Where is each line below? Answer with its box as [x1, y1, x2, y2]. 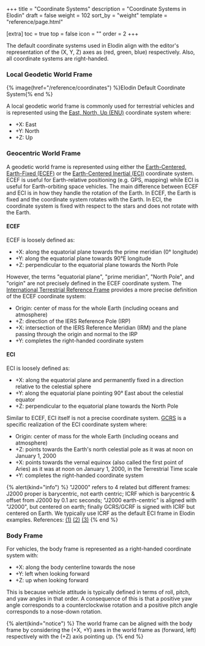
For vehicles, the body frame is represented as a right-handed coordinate [6, 545, 192, 553]
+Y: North [15, 127, 40, 135]
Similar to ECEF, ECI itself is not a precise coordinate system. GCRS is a [6, 415, 187, 421]
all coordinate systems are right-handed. [6, 55, 109, 62]
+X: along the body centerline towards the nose [15, 563, 136, 571]
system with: [6, 552, 39, 559]
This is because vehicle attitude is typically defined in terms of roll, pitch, [6, 588, 191, 596]
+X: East [15, 121, 37, 128]
